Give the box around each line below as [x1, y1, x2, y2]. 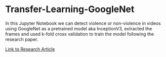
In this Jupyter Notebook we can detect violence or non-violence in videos [5, 20, 161, 26]
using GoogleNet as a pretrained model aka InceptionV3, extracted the [5, 25, 152, 31]
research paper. [5, 36, 38, 42]
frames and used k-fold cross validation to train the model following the [5, 31, 154, 37]
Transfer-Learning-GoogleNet [5, 4, 135, 15]
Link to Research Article [5, 46, 55, 52]
